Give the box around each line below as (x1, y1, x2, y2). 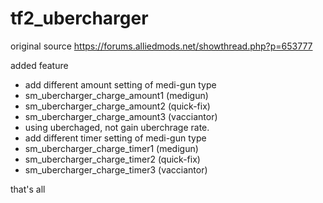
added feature (10, 59, 69, 71)
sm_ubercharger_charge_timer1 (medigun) (24, 142, 199, 154)
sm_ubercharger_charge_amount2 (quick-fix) (24, 100, 211, 112)
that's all (10, 183, 46, 195)
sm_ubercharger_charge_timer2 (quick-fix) (24, 153, 201, 165)
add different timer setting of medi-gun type (24, 132, 207, 144)
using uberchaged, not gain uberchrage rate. (24, 121, 210, 133)
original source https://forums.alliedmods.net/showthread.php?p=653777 (10, 40, 313, 52)
